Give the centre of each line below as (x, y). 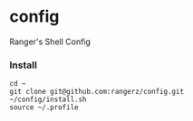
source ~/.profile (44, 107)
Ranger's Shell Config (50, 42)
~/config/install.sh (48, 100)
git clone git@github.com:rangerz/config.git (96, 92)
